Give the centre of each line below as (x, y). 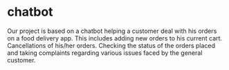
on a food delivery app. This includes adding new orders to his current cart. (115, 38)
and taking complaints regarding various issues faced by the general (105, 53)
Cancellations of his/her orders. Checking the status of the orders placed (111, 45)
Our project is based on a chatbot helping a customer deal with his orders (112, 31)
